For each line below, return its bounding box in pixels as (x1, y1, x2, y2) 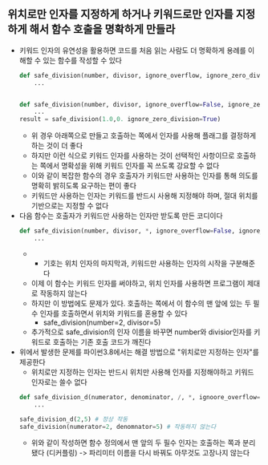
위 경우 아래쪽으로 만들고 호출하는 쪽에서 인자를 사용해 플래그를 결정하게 (30, 131, 257, 140)
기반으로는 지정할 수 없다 (30, 201, 109, 211)
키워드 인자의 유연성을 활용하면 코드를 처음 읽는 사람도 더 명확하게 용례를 (18, 45, 246, 55)
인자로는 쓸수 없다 (30, 377, 87, 386)
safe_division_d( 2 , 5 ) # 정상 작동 (18, 415, 128, 423)
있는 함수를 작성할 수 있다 (43, 55, 122, 65)
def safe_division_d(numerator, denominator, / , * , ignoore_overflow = (18, 393, 261, 401)
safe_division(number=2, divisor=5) (43, 317, 161, 327)
